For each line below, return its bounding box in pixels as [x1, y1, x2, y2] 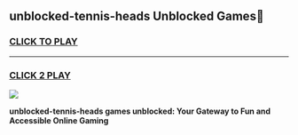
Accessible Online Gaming [9, 115, 109, 125]
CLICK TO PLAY [9, 36, 78, 48]
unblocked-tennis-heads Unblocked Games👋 [9, 9, 264, 24]
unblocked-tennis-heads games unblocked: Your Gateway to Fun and [9, 106, 271, 116]
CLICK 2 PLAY [9, 68, 71, 81]
